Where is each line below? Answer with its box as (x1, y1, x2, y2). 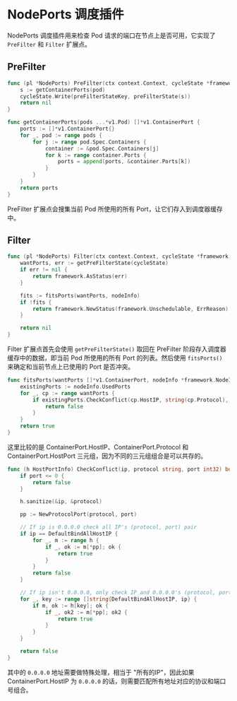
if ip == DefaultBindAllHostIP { (20, 531, 119, 538)
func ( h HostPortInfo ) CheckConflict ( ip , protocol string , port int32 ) (7, 466, 222, 473)
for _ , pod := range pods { (20, 131, 102, 139)
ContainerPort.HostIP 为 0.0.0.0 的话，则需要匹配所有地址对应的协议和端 (7, 676, 220, 685)
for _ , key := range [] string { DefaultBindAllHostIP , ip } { (20, 595, 197, 603)
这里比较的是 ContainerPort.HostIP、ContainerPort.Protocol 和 (7, 442, 189, 451)
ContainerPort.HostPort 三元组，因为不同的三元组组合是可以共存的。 (7, 452, 207, 460)
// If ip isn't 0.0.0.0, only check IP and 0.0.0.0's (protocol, (20, 589, 217, 596)
